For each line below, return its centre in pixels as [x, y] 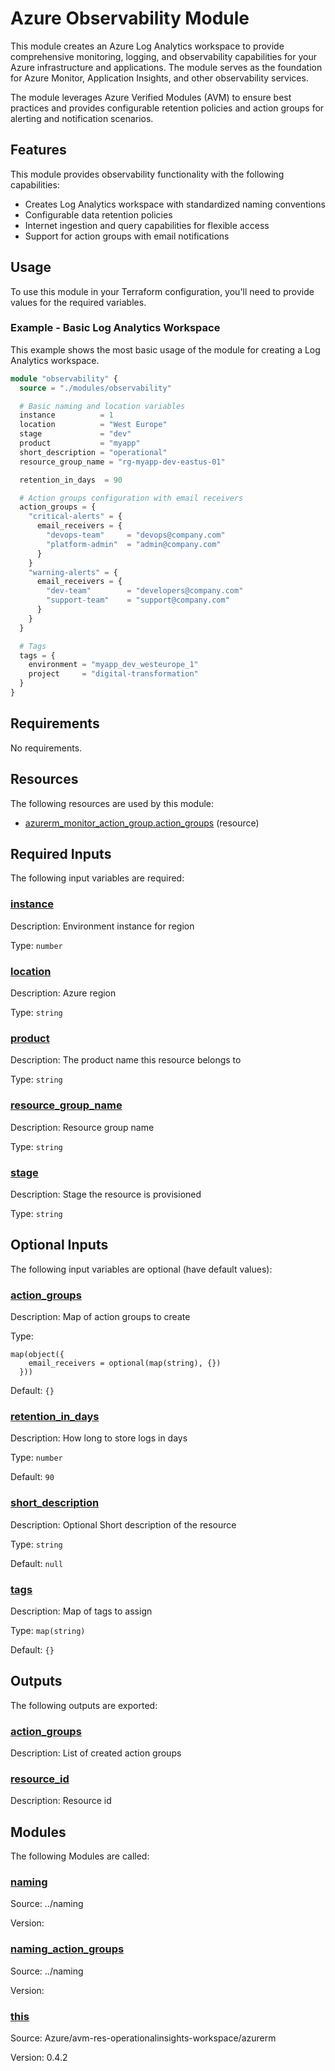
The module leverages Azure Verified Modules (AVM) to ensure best [151, 97]
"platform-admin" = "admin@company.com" [134, 544]
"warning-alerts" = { [73, 572]
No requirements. [46, 748]
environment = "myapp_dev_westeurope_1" [113, 665]
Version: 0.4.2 [39, 2058]
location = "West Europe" [93, 425]
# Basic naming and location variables [102, 406]
